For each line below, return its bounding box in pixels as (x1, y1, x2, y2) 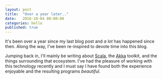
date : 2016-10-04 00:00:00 (5, 16, 64, 21)
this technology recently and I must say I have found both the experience (5, 63, 152, 69)
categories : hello (5, 20, 42, 26)
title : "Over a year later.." (5, 12, 69, 16)
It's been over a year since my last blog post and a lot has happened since (5, 38, 155, 44)
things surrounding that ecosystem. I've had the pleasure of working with (5, 58, 152, 64)
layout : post (5, 7, 32, 12)
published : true (5, 25, 38, 30)
